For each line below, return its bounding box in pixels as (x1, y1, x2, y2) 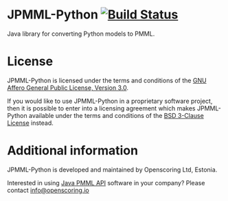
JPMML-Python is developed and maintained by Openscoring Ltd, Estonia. (7, 165, 218, 174)
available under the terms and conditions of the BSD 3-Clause (28, 111, 204, 119)
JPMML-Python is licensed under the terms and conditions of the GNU (7, 76, 207, 84)
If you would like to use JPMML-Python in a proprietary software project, (7, 97, 213, 105)
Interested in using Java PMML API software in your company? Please (7, 178, 205, 187)
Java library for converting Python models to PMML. (7, 29, 155, 38)
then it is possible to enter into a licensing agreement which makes (7, 104, 196, 113)
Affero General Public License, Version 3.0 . (7, 83, 129, 92)
